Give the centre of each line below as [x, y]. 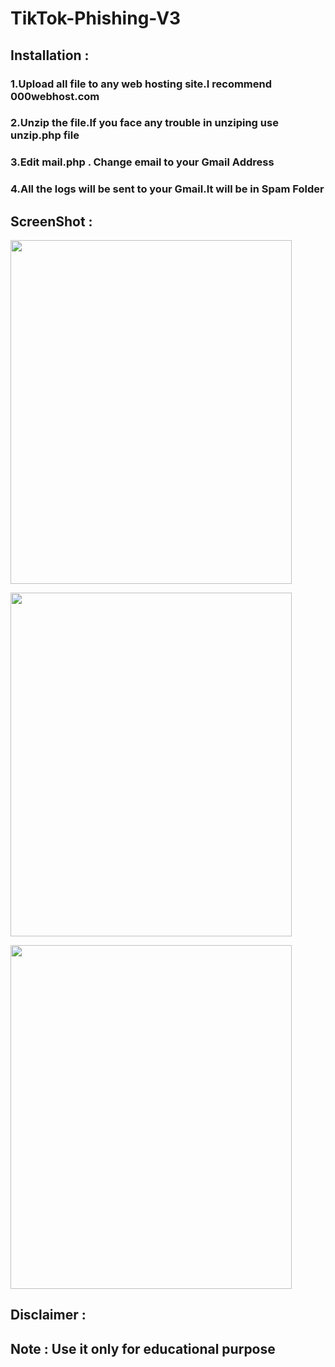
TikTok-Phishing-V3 [96, 18]
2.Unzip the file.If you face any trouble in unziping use [144, 123]
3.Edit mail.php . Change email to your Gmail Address [142, 162]
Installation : [50, 55]
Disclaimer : [48, 1315]
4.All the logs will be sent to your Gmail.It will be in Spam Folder [167, 189]
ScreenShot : [51, 221]
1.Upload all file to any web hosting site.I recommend [141, 84]
